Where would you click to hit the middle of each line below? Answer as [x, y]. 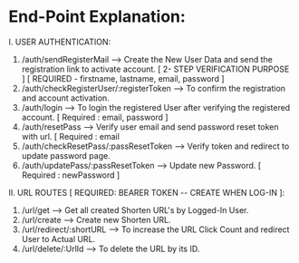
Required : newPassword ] [71, 175]
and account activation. [65, 98]
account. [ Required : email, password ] [95, 117]
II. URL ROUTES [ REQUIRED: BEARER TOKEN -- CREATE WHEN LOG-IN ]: [147, 192]
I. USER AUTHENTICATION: [60, 42]
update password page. [66, 155]
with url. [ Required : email [70, 136]
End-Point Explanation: [97, 17]
